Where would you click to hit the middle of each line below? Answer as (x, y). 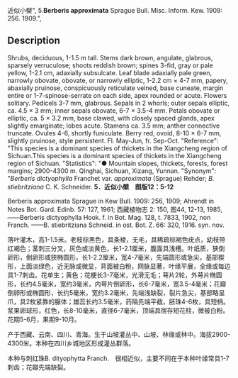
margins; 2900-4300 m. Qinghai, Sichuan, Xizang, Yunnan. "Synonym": (112, 171)
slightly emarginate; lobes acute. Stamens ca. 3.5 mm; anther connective (114, 126)
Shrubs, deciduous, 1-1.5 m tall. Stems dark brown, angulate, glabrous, (110, 57)
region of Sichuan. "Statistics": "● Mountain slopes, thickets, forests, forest (118, 163)
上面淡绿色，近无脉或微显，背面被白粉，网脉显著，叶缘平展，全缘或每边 (125, 266)
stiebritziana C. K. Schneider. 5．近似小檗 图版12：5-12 (91, 187)
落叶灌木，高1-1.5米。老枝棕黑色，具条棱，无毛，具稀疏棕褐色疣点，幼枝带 (116, 239)
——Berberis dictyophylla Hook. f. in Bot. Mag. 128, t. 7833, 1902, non (109, 217)
